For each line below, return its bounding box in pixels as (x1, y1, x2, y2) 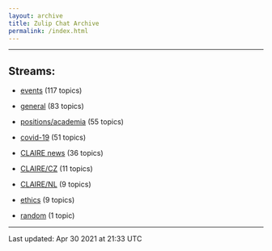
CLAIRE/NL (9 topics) (19, 179, 91, 190)
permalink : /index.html (8, 27, 89, 35)
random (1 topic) (19, 211, 75, 220)
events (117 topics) (19, 86, 83, 95)
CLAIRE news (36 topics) (19, 149, 104, 158)
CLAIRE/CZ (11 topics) (19, 164, 93, 174)
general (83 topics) (19, 102, 85, 111)
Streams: (8, 64, 56, 77)
